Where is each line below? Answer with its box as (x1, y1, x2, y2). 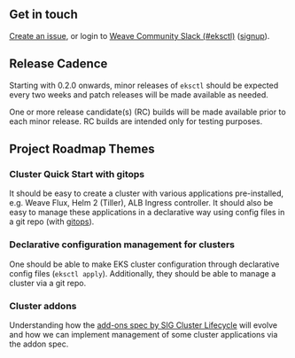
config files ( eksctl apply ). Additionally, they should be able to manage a (9, 268, 276, 278)
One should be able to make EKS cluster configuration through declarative (9, 259, 280, 269)
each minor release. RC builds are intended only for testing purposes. (9, 115, 263, 127)
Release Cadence (9, 57, 108, 72)
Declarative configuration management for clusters (9, 238, 235, 251)
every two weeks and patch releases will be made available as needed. (9, 89, 268, 100)
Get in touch (9, 7, 78, 22)
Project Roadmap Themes (9, 142, 155, 157)
